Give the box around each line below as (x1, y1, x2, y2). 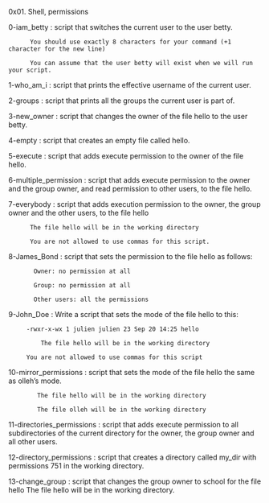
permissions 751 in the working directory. (8, 461, 145, 470)
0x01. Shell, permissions (8, 7, 89, 16)
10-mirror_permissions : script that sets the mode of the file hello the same (8, 368, 255, 377)
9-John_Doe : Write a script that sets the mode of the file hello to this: (8, 310, 238, 319)
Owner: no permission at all (33, 267, 131, 275)
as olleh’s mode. (8, 376, 62, 385)
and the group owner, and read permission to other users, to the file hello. (8, 184, 253, 193)
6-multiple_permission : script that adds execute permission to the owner (8, 175, 251, 184)
